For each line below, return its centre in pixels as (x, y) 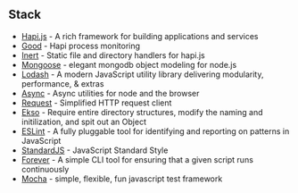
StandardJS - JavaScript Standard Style (95, 150)
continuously (45, 169)
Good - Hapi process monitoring (80, 46)
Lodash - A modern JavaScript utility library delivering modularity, (142, 74)
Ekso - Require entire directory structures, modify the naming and (142, 112)
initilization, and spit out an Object (83, 122)
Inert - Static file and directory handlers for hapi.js (113, 55)
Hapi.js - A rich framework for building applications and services (140, 36)
